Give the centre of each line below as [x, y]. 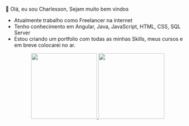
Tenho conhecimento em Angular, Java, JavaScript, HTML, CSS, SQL [97, 27]
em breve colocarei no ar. [44, 45]
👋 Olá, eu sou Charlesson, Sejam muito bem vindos [67, 9]
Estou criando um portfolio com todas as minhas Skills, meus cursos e [98, 39]
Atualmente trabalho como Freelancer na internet [73, 20]
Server [22, 33]
